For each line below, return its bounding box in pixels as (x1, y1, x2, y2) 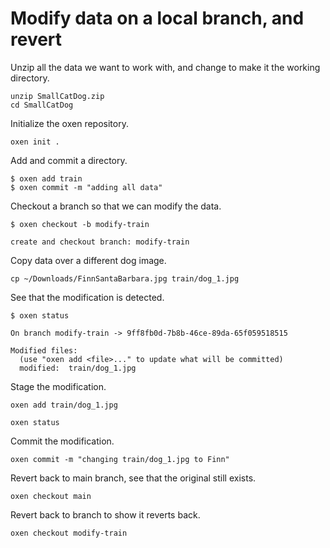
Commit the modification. (10, 435, 115, 447)
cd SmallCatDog (10, 100, 74, 110)
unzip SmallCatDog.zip (10, 91, 105, 101)
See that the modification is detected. (10, 291, 165, 303)
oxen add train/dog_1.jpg (10, 400, 118, 410)
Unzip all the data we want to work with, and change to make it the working (10, 61, 321, 73)
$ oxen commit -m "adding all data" (10, 182, 163, 192)
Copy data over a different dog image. (10, 254, 167, 266)
